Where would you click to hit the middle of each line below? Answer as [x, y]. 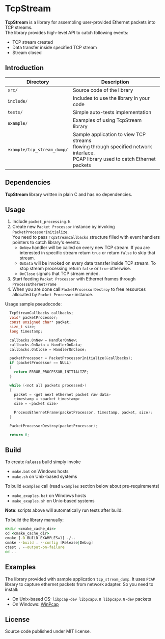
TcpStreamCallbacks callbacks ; [41, 313]
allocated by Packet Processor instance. [53, 295]
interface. [84, 153]
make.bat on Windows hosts [40, 472]
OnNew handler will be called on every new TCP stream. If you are [85, 248]
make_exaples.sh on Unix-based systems [53, 501]
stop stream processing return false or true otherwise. [75, 269]
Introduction [25, 68]
